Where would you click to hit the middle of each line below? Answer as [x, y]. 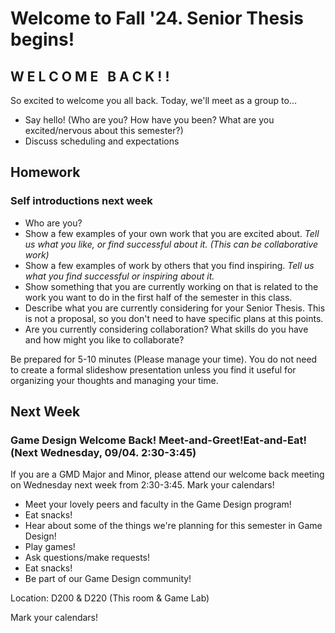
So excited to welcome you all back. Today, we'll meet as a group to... [153, 100]
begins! [42, 39]
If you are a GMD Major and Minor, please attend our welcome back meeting [167, 474]
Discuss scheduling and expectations [102, 141]
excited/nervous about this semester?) [104, 130]
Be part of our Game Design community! [108, 579]
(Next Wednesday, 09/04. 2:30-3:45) [103, 452]
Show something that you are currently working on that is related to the [171, 286]
